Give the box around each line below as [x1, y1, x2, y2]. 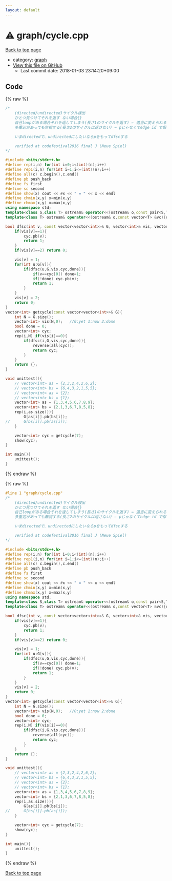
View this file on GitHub [12, 62, 63, 68]
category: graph [12, 56, 47, 63]
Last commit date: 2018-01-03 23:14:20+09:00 [20, 67, 119, 73]
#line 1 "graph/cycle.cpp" [5, 491, 63, 496]
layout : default [5, 7, 40, 13]
